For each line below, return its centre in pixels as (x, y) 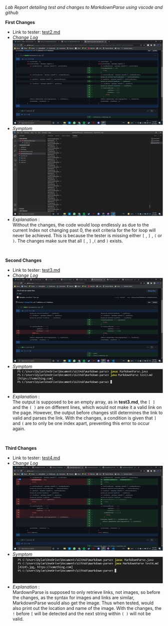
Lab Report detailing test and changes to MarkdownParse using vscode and (84, 7)
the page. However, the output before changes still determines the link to (87, 412)
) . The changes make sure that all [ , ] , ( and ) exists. (68, 241)
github (12, 13)
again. (19, 429)
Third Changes (21, 448)
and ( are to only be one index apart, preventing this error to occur (81, 423)
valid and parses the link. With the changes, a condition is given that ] (84, 418)
